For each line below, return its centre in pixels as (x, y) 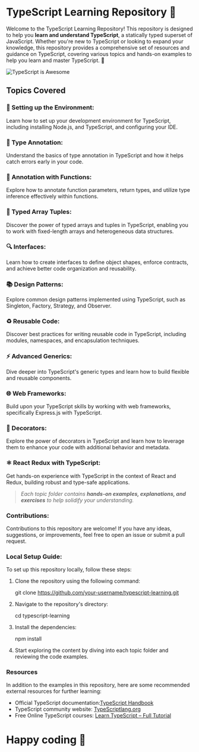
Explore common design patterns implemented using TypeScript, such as (96, 300)
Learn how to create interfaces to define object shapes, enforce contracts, (97, 262)
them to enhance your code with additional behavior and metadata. (88, 448)
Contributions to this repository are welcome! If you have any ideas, (89, 528)
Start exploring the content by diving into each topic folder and (91, 650)
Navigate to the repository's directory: (61, 604)
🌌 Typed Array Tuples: (39, 212)
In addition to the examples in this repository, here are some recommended (98, 685)
